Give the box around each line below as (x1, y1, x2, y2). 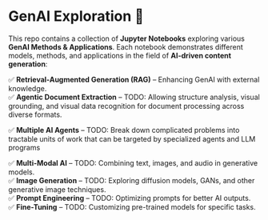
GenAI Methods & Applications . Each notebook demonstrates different (8, 42, 244, 51)
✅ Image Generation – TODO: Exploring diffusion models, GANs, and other (8, 175, 255, 185)
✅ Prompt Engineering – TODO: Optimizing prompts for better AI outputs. (8, 193, 251, 202)
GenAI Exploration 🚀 (8, 7, 144, 26)
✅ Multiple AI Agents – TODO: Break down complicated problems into (8, 125, 240, 134)
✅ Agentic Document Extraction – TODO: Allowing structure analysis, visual (8, 92, 260, 102)
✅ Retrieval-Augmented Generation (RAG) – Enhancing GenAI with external (8, 74, 260, 84)
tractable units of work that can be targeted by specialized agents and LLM (8, 134, 256, 143)
